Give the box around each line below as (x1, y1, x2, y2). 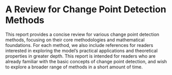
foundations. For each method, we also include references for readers (5, 42, 154, 48)
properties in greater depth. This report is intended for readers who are (5, 53, 156, 59)
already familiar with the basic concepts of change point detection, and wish (5, 58, 167, 64)
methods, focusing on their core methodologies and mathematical (5, 37, 145, 43)
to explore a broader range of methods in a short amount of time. (5, 64, 143, 70)
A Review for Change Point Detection (5, 4, 166, 15)
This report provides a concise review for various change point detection (5, 31, 160, 37)
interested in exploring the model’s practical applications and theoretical (5, 47, 158, 54)
